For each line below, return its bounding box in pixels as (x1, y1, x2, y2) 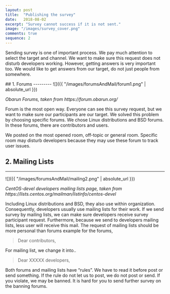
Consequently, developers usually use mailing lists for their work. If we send (5, 206, 164, 212)
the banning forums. (5, 283, 48, 289)
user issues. (5, 142, 31, 149)
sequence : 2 (5, 36, 30, 41)
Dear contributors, (17, 237, 56, 243)
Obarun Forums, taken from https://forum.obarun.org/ (5, 96, 118, 102)
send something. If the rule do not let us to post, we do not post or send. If (5, 272, 160, 278)
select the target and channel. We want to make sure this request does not (5, 55, 161, 61)
